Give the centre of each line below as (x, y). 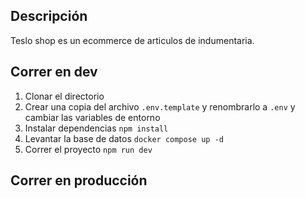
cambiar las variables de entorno (92, 117)
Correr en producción (79, 180)
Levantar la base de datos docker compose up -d (124, 138)
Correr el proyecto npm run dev (88, 149)
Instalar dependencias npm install (96, 128)
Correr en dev (54, 72)
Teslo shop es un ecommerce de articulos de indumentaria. (132, 40)
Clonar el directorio (64, 96)
